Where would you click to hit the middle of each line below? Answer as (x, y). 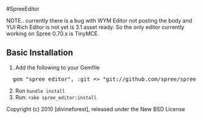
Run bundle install (40, 90)
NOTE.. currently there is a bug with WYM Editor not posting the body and (99, 20)
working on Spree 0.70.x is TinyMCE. (53, 34)
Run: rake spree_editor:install (56, 97)
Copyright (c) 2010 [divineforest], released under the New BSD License (96, 109)
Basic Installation (40, 53)
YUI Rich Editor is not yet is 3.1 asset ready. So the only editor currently (96, 27)
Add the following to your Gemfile (57, 67)
